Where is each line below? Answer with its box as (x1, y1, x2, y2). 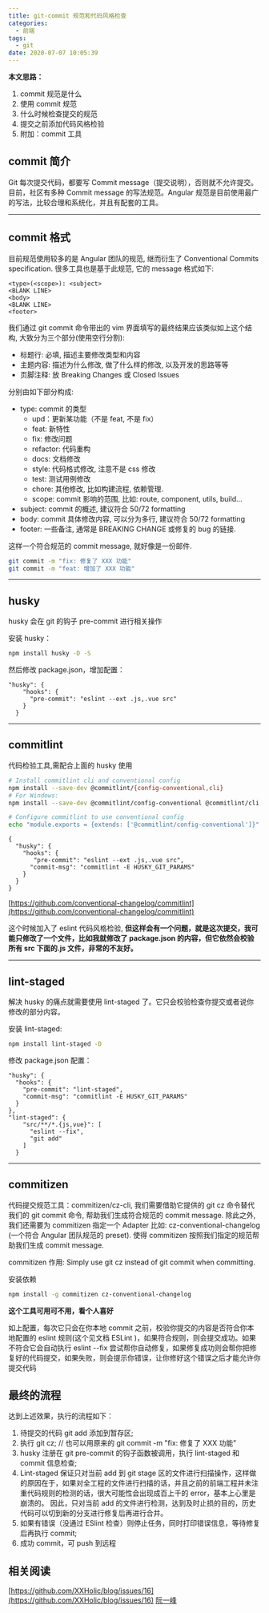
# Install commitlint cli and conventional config (8, 776, 181, 784)
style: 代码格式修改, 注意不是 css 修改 (31, 464, 156, 474)
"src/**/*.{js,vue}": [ (22, 1120, 102, 1128)
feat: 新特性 (31, 424, 70, 433)
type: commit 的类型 (19, 404, 87, 413)
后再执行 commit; (19, 1528, 78, 1538)
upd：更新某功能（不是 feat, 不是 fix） (31, 413, 159, 423)
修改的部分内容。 (8, 1006, 65, 1016)
